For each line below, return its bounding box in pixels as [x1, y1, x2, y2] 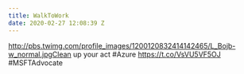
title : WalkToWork [8, 11, 69, 20]
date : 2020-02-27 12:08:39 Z [8, 19, 105, 27]
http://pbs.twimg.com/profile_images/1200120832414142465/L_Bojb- [8, 41, 236, 50]
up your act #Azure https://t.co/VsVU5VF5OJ [72, 49, 221, 59]
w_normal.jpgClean [8, 49, 72, 59]
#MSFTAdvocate [8, 57, 64, 68]
